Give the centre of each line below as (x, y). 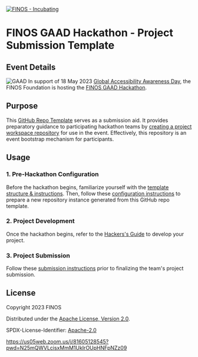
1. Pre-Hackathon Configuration (52, 174)
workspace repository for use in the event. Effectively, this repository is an (96, 133)
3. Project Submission (38, 255)
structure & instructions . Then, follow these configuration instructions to (93, 193)
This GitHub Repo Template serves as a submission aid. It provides (87, 120)
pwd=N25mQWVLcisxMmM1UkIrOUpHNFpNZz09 (67, 348)
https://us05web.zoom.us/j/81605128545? (57, 341)
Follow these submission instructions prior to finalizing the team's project (95, 269)
